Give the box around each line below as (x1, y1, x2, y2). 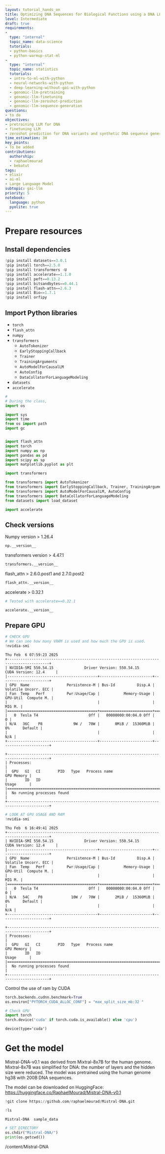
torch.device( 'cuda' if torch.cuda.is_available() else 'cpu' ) (5, 1017, 137, 1022)
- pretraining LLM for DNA (5, 122, 60, 127)
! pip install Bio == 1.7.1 (5, 290, 56, 295)
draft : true (5, 21, 29, 26)
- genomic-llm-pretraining (9, 90, 65, 95)
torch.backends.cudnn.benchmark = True (5, 995, 82, 1000)
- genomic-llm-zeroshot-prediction (9, 99, 82, 104)
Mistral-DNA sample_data (5, 1117, 58, 1122)
